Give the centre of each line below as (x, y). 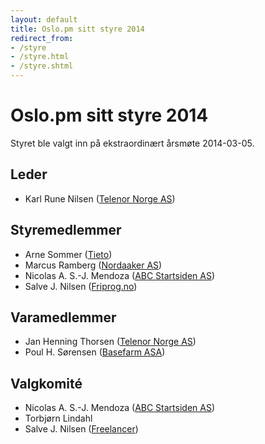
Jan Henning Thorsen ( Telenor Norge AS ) (110, 342)
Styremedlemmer (66, 230)
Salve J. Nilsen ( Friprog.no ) (81, 286)
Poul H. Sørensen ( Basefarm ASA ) (95, 352)
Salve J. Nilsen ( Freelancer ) (81, 429)
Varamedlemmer (63, 317)
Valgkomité (46, 383)
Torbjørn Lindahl (58, 418)
